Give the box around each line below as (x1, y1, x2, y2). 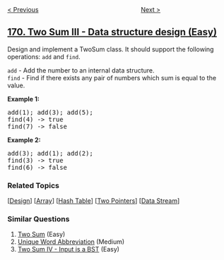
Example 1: (7, 94, 40, 103)
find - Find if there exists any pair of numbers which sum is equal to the (7, 73, 217, 82)
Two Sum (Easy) (17, 230, 66, 239)
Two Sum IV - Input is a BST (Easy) (17, 245, 120, 254)
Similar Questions (7, 214, 70, 224)
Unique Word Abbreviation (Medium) (17, 237, 125, 246)
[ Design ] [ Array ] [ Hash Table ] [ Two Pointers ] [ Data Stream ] (7, 197, 180, 205)
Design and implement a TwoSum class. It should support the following (7, 44, 214, 54)
